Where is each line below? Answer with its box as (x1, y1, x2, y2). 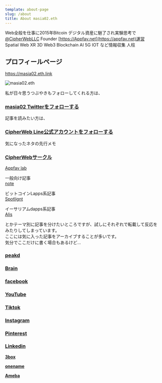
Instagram (5, 317, 30, 323)
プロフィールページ (5, 58, 63, 66)
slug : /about (5, 12, 32, 16)
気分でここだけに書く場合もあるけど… (5, 240, 81, 245)
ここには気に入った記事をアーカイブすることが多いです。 (5, 233, 119, 240)
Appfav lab (5, 165, 27, 171)
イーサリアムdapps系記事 (5, 206, 56, 212)
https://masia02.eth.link (5, 71, 52, 77)
